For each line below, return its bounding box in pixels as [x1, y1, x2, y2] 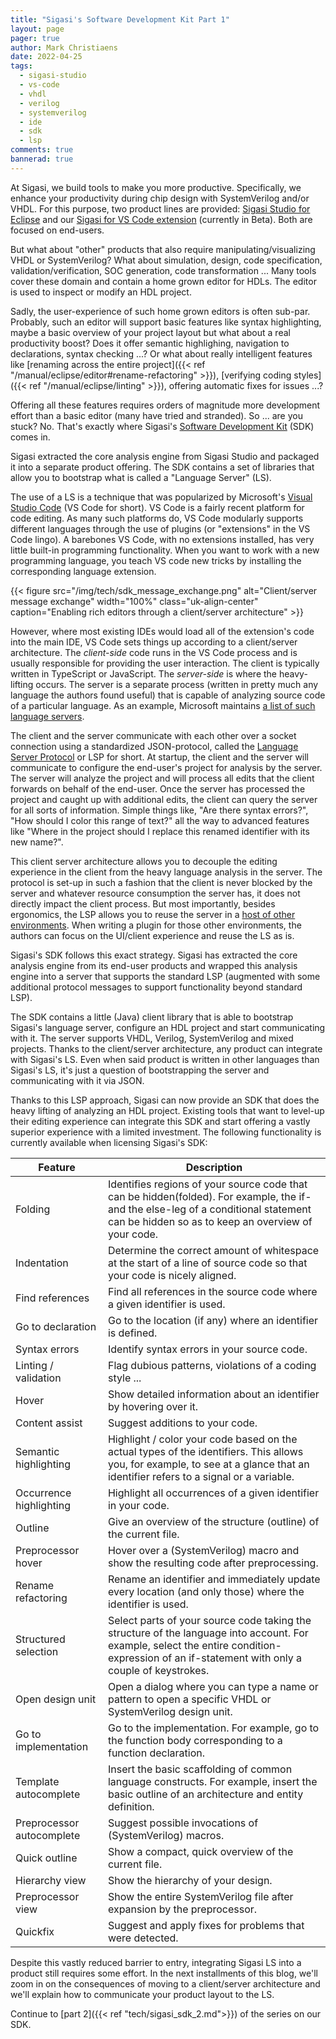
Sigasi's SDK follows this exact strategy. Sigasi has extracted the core [10, 949, 298, 961]
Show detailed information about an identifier [107, 1387, 320, 1401]
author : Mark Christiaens [10, 42, 118, 53]
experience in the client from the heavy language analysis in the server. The [10, 866, 323, 878]
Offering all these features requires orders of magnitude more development [10, 399, 321, 411]
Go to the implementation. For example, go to [107, 1721, 320, 1735]
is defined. [107, 1326, 158, 1340]
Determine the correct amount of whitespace [107, 1243, 320, 1257]
